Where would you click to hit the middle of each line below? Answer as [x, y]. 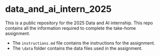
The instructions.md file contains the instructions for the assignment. [84, 43]
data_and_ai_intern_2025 [58, 9]
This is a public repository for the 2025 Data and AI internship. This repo [79, 23]
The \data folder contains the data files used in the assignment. [78, 48]
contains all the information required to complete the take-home [71, 28]
